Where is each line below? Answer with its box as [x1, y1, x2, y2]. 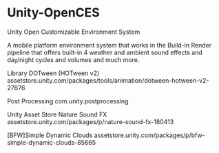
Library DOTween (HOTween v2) [7, 69, 100, 77]
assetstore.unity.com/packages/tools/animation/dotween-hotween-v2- [7, 76, 209, 84]
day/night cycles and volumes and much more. [7, 55, 140, 63]
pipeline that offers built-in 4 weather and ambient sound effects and [7, 48, 203, 57]
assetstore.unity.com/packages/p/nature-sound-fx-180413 [7, 117, 174, 125]
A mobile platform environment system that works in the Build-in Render [7, 41, 212, 49]
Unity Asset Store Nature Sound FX [7, 110, 107, 119]
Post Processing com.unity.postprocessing [7, 96, 129, 105]
